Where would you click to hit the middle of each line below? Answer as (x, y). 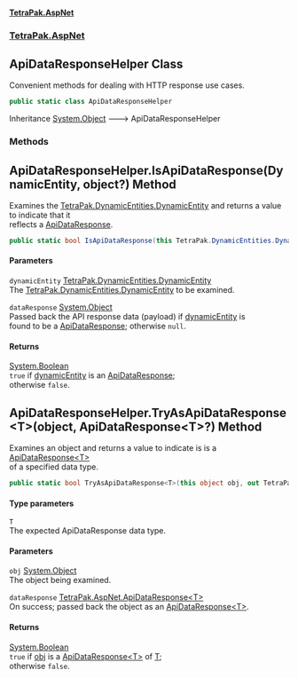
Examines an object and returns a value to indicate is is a (113, 448)
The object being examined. (60, 580)
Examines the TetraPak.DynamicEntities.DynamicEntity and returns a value (145, 205)
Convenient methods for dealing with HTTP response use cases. (127, 85)
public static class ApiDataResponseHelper (91, 102)
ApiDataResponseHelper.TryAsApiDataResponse (148, 413)
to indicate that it (40, 215)
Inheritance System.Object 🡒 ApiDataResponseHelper (115, 119)
